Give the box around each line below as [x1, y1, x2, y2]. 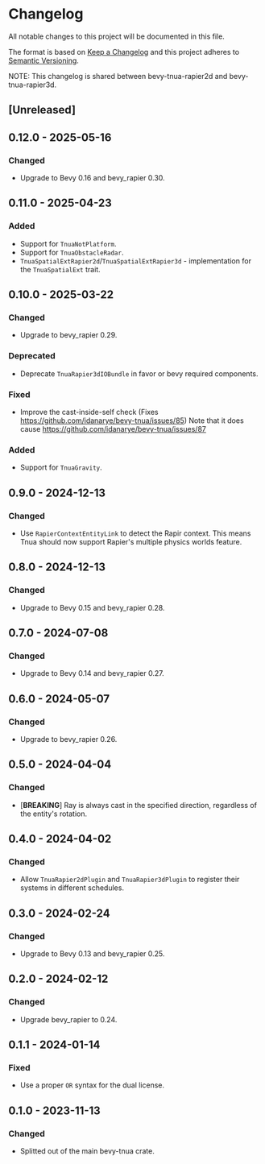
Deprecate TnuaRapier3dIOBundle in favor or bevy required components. [19, 368, 259, 379]
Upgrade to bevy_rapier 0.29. [19, 330, 118, 340]
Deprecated [8, 350, 56, 362]
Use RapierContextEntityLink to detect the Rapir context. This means [19, 528, 251, 538]
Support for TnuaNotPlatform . [19, 238, 117, 248]
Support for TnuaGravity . [19, 462, 102, 472]
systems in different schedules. [19, 883, 125, 893]
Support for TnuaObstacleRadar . [19, 247, 124, 257]
